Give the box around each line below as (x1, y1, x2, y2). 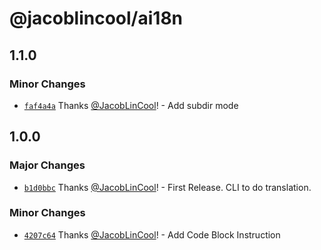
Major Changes (9, 158, 86, 172)
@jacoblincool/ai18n (9, 7, 184, 30)
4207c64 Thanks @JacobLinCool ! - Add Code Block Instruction (23, 228, 281, 241)
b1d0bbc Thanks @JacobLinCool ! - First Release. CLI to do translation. (23, 181, 312, 193)
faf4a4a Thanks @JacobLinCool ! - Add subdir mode (23, 99, 239, 111)
